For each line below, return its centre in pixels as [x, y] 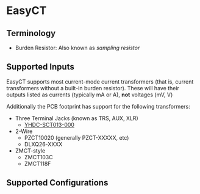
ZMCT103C [38, 157]
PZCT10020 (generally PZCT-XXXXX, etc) [77, 137]
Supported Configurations [57, 183]
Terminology [31, 33]
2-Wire [24, 131]
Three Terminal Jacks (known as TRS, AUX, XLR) [77, 118]
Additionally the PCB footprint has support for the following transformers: [98, 106]
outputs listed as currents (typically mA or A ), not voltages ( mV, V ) [90, 95]
